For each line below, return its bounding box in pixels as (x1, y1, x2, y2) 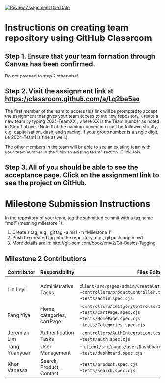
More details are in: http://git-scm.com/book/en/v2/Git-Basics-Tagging (12, 240, 156, 246)
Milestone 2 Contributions (5, 254, 87, 263)
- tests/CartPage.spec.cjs (79, 308, 140, 315)
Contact (40, 370, 59, 377)
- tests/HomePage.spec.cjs (79, 315, 140, 322)
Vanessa (7, 367, 27, 374)
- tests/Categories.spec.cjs (79, 321, 146, 328)
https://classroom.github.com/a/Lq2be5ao (5, 95, 140, 103)
